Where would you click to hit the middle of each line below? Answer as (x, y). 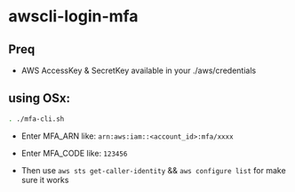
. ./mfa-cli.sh (36, 119)
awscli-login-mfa (73, 16)
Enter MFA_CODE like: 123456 (74, 153)
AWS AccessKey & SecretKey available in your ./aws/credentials (139, 70)
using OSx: (39, 98)
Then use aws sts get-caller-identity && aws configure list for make (153, 170)
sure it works (45, 180)
